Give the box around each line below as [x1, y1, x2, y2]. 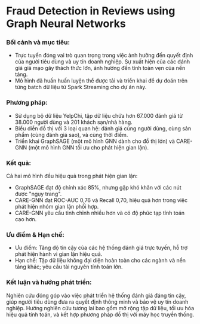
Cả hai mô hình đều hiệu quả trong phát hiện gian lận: [6, 172, 138, 180]
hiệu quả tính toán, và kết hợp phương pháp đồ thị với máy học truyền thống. [6, 311, 195, 318]
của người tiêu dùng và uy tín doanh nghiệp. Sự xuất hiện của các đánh [14, 58, 190, 65]
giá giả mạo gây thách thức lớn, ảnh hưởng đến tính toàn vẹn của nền [14, 65, 186, 72]
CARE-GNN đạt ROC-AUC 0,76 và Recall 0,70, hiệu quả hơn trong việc [14, 197, 188, 204]
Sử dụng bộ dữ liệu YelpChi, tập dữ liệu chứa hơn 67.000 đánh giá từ [14, 112, 183, 119]
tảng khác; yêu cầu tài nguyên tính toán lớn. [14, 263, 123, 270]
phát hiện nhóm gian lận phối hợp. [14, 203, 99, 210]
